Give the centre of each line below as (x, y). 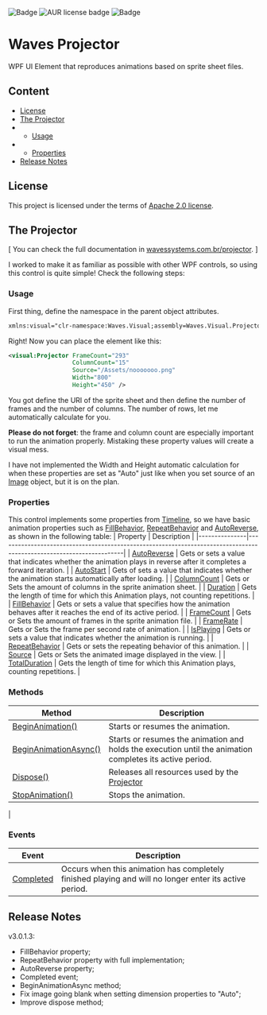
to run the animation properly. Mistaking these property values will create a (131, 440)
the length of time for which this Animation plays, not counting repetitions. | (132, 595)
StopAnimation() (43, 795)
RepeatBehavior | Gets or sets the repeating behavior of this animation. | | (129, 646)
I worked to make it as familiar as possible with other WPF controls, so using (133, 265)
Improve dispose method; (62, 1002)
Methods (26, 692)
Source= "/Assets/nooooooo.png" (124, 370)
